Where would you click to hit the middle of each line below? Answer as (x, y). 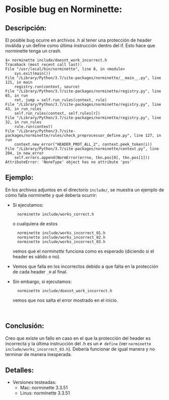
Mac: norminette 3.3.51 (44, 388)
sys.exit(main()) (33, 73)
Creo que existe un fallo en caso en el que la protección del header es (78, 338)
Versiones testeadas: (34, 382)
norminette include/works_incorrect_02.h (62, 237)
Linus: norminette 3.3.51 (45, 393)
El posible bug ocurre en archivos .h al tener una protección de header (79, 40)
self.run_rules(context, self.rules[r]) (57, 113)
